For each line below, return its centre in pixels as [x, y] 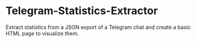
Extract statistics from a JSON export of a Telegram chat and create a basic [98, 27]
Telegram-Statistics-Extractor [82, 11]
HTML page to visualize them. [42, 33]
